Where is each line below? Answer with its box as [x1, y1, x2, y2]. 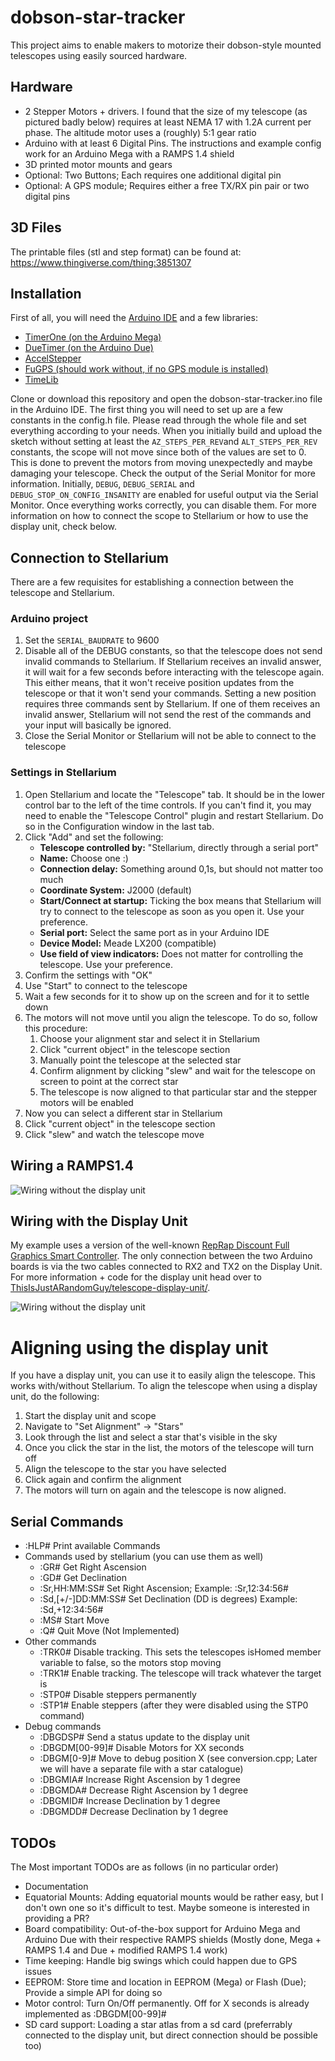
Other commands [24, 1636, 97, 1648]
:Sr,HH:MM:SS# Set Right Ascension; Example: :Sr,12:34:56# [39, 1582, 289, 1595]
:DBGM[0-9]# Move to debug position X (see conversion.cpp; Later [39, 1752, 318, 1765]
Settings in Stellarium [10, 766, 117, 780]
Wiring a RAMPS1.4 [10, 1157, 134, 1175]
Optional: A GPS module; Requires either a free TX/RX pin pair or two [24, 179, 310, 191]
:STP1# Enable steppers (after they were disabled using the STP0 [39, 1699, 309, 1711]
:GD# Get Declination [39, 1572, 127, 1584]
